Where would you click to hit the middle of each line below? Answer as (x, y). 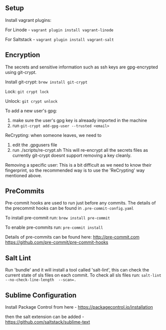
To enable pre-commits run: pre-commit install (54, 227)
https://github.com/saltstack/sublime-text (48, 322)
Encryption (23, 55)
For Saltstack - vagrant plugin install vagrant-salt (59, 39)
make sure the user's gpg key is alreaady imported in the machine (80, 120)
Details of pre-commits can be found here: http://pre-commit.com (72, 237)
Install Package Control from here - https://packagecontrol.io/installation (79, 307)
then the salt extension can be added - (45, 317)
